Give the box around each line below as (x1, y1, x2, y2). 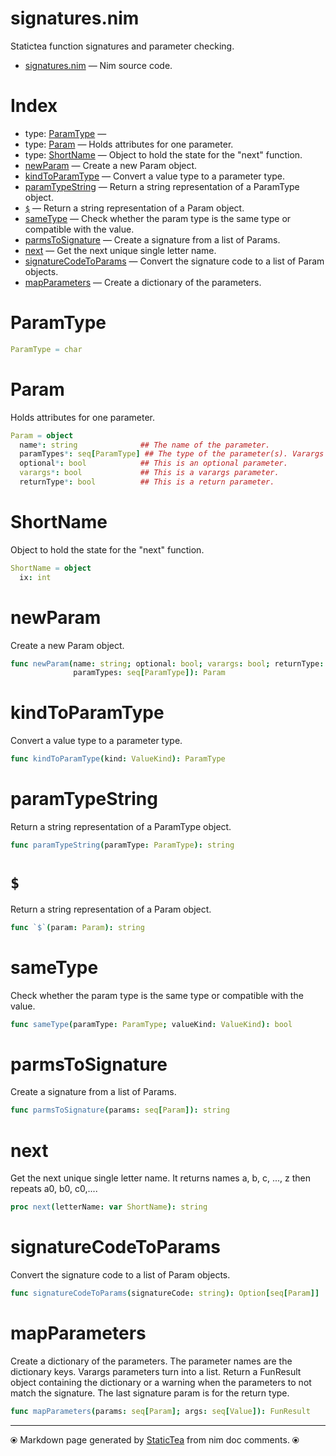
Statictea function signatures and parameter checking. (10, 40, 235, 52)
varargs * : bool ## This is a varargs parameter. (19, 468, 280, 478)
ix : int (19, 572, 52, 582)
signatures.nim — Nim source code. (24, 59, 173, 71)
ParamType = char (10, 344, 83, 354)
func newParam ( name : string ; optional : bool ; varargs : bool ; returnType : (10, 658, 325, 669)
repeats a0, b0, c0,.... (10, 1183, 98, 1195)
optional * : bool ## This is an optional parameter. (19, 458, 288, 469)
